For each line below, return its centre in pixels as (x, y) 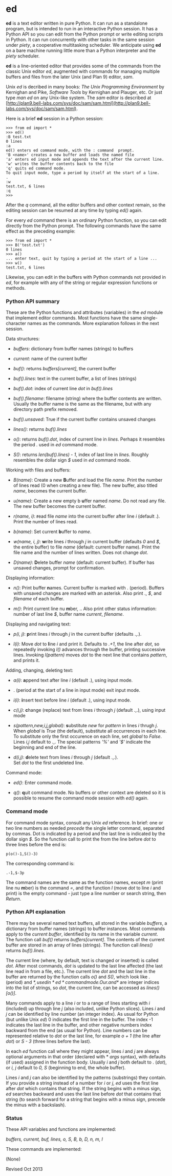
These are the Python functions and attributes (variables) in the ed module (84, 312)
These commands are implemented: (44, 1149)
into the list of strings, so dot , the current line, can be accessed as (76, 988)
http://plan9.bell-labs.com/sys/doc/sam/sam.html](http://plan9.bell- (79, 103)
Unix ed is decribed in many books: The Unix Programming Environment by (85, 87)
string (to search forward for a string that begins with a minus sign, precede (86, 1099)
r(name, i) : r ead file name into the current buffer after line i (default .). (87, 516)
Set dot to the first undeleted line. (48, 763)
